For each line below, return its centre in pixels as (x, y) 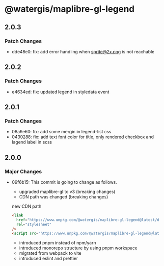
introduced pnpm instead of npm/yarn (57, 243)
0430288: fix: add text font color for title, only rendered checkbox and (83, 137)
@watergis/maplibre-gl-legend (69, 9)
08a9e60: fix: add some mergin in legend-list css (61, 132)
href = (22, 220)
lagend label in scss (32, 142)
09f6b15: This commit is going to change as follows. (64, 182)
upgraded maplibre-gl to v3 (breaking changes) (67, 192)
